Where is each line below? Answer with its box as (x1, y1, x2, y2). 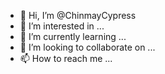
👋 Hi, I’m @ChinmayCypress (19, 10, 137, 21)
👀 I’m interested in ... (19, 20, 105, 32)
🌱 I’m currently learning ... (19, 31, 127, 42)
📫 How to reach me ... (19, 53, 113, 64)
